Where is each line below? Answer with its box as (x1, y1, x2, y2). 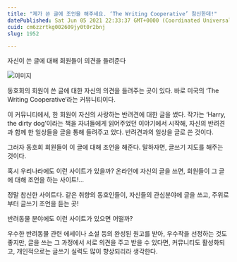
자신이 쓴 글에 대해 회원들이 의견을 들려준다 (7, 56, 126, 65)
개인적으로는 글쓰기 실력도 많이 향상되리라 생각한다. (16, 247, 158, 256)
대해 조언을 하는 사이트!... (14, 176, 85, 184)
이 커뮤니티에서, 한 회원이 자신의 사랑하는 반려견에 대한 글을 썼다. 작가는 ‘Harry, (7, 110, 226, 119)
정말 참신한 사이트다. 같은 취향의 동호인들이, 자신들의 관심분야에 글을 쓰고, (7, 191, 210, 199)
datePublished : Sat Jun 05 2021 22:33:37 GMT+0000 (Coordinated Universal (7, 17, 232, 24)
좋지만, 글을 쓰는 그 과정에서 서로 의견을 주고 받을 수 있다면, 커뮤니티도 (7, 238, 201, 247)
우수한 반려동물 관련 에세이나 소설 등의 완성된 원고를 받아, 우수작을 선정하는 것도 (7, 230, 228, 238)
